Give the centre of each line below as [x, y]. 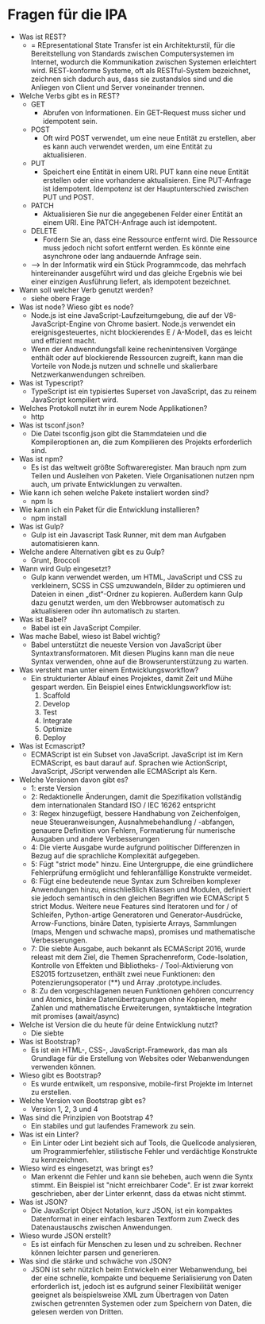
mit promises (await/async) [75, 1016]
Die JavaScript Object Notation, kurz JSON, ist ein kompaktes [132, 1210]
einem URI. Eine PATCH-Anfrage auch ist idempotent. [130, 222]
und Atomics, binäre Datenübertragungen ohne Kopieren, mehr [134, 999]
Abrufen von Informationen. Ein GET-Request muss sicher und [144, 112]
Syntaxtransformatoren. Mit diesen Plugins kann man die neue [132, 652]
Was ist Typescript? [51, 382]
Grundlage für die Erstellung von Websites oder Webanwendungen [140, 1058]
